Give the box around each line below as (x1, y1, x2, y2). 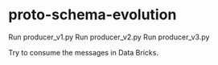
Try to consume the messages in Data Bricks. (8, 47, 159, 57)
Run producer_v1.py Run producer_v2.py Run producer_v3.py (8, 32, 210, 42)
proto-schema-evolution (8, 6, 177, 24)
